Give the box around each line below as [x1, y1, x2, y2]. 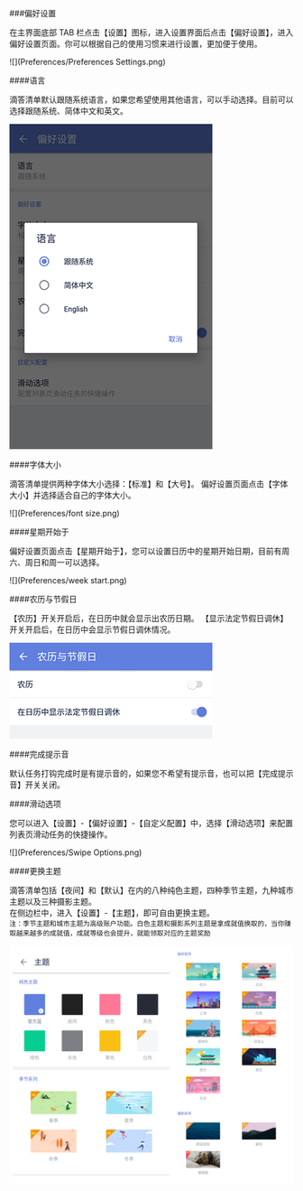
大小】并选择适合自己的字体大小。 [9, 490, 136, 500]
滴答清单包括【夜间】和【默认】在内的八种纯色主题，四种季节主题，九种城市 [9, 885, 294, 896]
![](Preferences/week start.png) [9, 575, 128, 585]
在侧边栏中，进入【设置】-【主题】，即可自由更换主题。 [9, 907, 215, 918]
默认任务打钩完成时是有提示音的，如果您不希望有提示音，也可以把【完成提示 [9, 768, 294, 778]
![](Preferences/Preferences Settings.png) [9, 57, 167, 67]
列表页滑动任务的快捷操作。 [9, 829, 113, 840]
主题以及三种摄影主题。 [9, 897, 96, 907]
